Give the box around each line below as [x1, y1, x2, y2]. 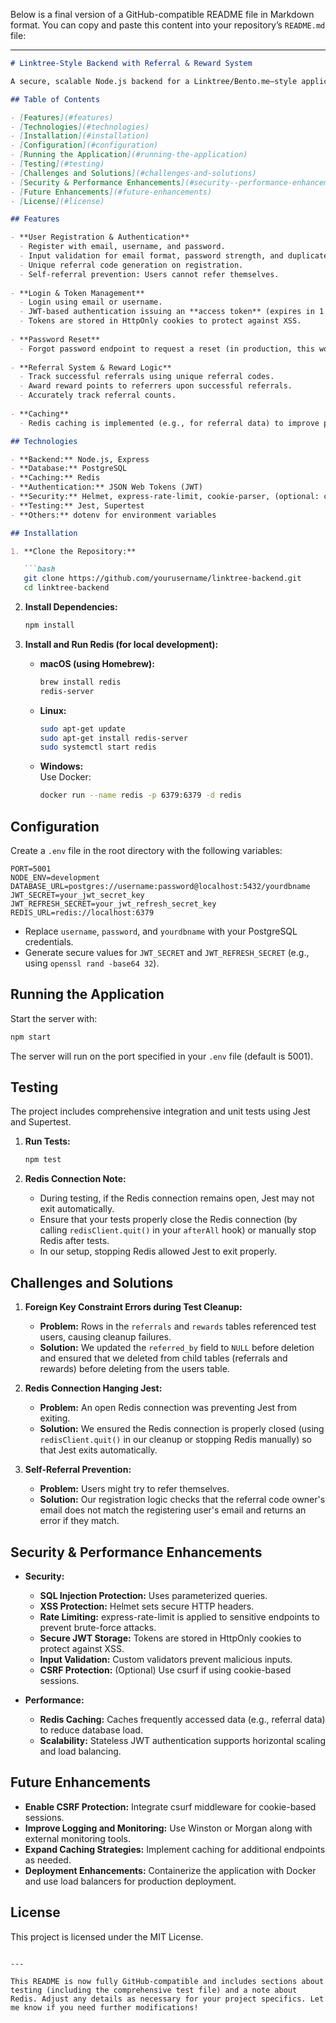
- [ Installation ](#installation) [10, 131, 150, 141]
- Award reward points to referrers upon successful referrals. [19, 381, 293, 391]
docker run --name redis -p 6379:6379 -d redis [39, 790, 242, 801]
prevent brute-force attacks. [39, 1621, 157, 1633]
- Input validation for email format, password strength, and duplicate [19, 251, 329, 261]
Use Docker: [39, 771, 92, 783]
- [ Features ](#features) [10, 112, 114, 123]
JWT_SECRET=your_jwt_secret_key [10, 890, 145, 900]
